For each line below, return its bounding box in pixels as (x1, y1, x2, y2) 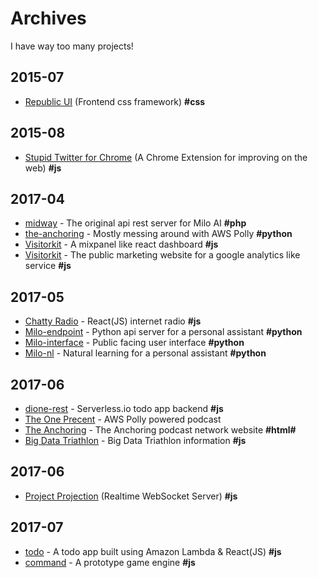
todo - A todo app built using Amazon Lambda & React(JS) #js (24, 545, 282, 557)
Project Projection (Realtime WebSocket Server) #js (24, 490, 238, 502)
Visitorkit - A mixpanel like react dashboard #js (24, 238, 219, 251)
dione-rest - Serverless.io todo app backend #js (24, 403, 224, 414)
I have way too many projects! (10, 40, 134, 52)
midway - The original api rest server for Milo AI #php (24, 217, 247, 229)
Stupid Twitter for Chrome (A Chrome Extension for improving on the (24, 151, 308, 163)
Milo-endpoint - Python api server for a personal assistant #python (24, 326, 303, 338)
